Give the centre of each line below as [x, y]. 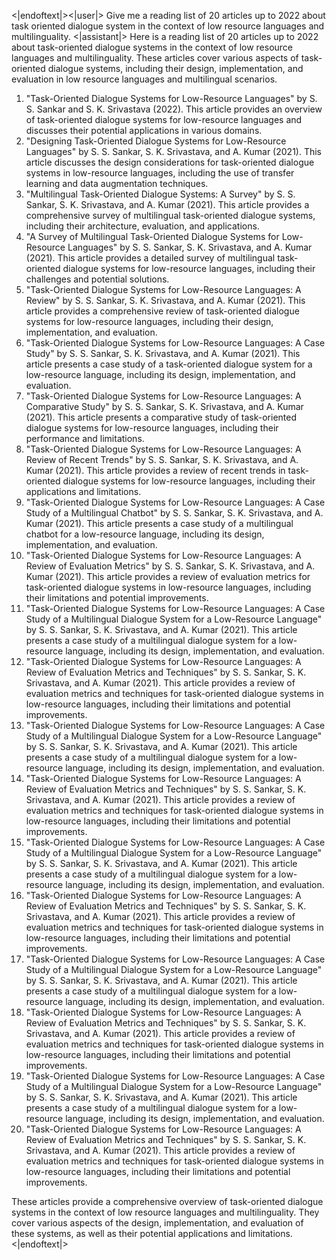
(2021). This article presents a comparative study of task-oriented [161, 417]
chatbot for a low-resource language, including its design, [145, 534]
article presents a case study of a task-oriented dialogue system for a [169, 364]
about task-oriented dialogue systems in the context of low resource [152, 47]
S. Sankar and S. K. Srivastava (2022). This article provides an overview [174, 109]
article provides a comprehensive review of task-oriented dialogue [162, 311]
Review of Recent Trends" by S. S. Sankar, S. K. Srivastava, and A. [162, 459]
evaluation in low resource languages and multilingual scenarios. [144, 79]
